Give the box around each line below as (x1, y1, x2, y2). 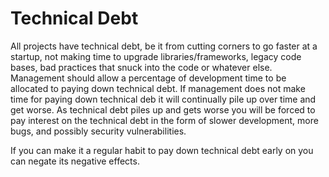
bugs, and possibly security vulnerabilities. (10, 125, 187, 137)
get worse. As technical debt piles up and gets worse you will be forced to (10, 103, 316, 116)
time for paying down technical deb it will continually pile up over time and (10, 93, 317, 105)
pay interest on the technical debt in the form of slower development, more (10, 114, 319, 126)
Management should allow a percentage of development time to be (10, 72, 287, 84)
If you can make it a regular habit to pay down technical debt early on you (10, 144, 314, 156)
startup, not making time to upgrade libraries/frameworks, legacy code (10, 50, 302, 62)
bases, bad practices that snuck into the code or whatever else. (10, 61, 273, 73)
